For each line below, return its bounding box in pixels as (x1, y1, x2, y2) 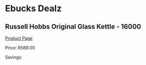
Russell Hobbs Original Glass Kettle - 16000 (5, 22, 141, 31)
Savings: (5, 54, 23, 60)
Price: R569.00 (5, 45, 35, 50)
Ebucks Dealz (5, 3, 62, 14)
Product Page (5, 35, 33, 41)
